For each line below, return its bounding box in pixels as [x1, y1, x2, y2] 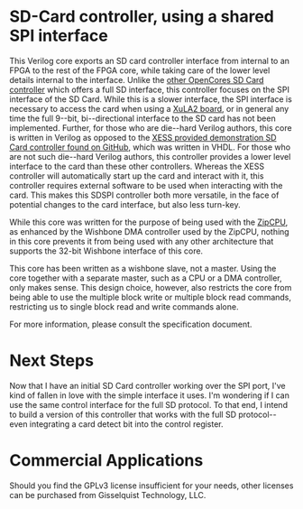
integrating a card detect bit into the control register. [29, 418, 224, 430]
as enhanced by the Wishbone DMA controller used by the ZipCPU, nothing [9, 226, 290, 236]
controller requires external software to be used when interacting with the [9, 180, 283, 190]
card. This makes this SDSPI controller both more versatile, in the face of [9, 190, 280, 200]
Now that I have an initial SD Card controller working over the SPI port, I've [9, 380, 286, 391]
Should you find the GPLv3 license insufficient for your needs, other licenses [9, 480, 294, 491]
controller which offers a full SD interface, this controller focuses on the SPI [9, 84, 290, 95]
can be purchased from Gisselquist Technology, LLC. [9, 489, 207, 500]
